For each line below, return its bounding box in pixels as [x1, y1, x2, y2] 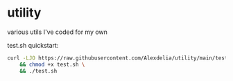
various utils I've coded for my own [7, 28, 107, 36]
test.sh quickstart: [7, 41, 59, 49]
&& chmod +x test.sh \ [19, 61, 85, 68]
